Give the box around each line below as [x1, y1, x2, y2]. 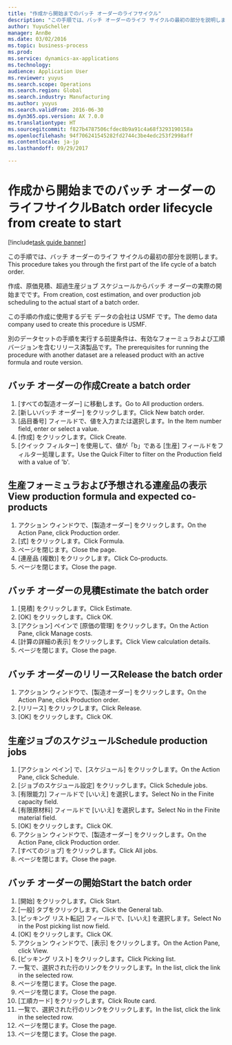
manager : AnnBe [8, 29, 52, 37]
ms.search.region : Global [8, 87, 82, 94]
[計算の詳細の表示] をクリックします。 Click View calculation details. [17, 637, 211, 646]
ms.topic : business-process [8, 42, 89, 49]
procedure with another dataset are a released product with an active [8, 350, 204, 359]
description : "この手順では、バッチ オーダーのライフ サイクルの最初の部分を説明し [8, 17, 221, 23]
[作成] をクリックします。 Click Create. [17, 432, 127, 441]
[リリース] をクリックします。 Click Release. [17, 704, 142, 712]
